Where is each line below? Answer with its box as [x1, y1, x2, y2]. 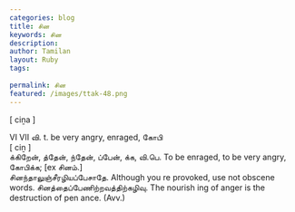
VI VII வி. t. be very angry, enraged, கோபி [9, 131, 163, 142]
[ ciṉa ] [9, 114, 36, 125]
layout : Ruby [9, 55, 59, 64]
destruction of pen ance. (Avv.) [9, 192, 125, 203]
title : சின [9, 22, 50, 31]
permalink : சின [9, 81, 66, 90]
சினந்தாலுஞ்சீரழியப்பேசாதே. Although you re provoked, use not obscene [9, 171, 275, 182]
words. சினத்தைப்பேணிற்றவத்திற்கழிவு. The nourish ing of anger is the [9, 182, 266, 193]
